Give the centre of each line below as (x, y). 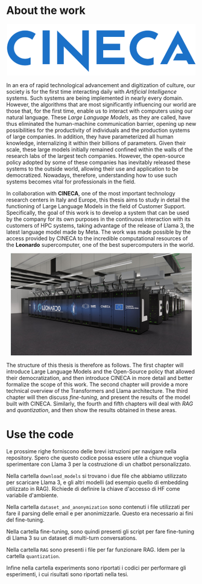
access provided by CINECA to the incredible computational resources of (97, 238)
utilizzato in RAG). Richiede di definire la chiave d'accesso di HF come (93, 489)
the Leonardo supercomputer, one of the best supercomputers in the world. (100, 245)
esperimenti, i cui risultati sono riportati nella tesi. (67, 574)
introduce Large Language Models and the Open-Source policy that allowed (100, 372)
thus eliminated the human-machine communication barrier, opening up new (101, 124)
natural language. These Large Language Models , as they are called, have (99, 117)
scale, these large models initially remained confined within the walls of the (99, 149)
